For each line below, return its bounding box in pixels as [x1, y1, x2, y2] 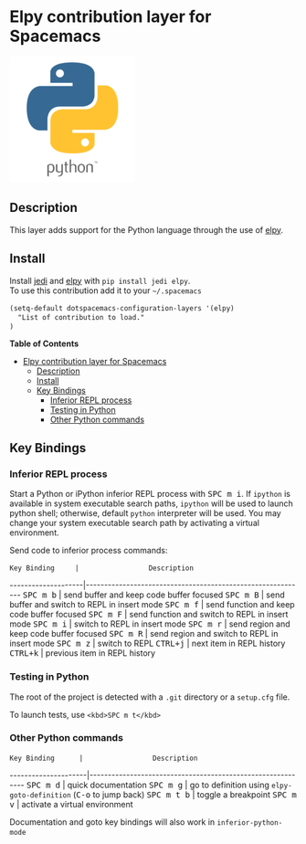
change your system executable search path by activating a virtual [9, 518, 260, 529]
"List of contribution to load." [17, 312, 145, 322]
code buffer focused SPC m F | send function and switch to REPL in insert [9, 609, 289, 620]
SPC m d [26, 779, 61, 790]
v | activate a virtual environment [9, 798, 134, 809]
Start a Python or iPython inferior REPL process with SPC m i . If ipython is [9, 489, 290, 500]
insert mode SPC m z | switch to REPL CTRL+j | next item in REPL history [9, 638, 286, 649]
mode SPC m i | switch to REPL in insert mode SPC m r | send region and [9, 618, 290, 629]
